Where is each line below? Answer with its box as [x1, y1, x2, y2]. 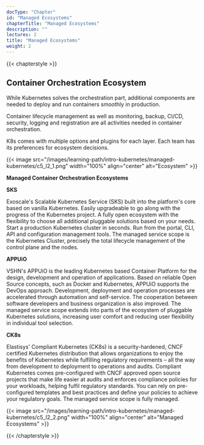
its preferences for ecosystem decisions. [6, 143, 109, 151]
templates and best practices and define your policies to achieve [35, 389, 199, 396]
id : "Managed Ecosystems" [6, 15, 72, 21]
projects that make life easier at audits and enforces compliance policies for [6, 375, 197, 383]
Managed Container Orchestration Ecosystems [6, 174, 129, 181]
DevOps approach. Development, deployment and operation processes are [6, 286, 195, 294]
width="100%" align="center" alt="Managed [71, 413, 184, 420]
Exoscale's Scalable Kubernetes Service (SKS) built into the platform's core [6, 197, 196, 205]
